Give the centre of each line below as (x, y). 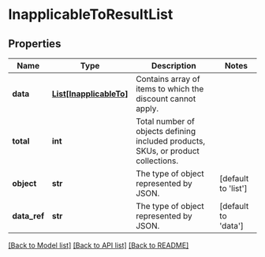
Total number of (165, 121)
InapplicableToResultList (91, 15)
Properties (35, 44)
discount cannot (166, 99)
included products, (170, 141)
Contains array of (168, 79)
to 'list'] (233, 188)
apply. (147, 108)
